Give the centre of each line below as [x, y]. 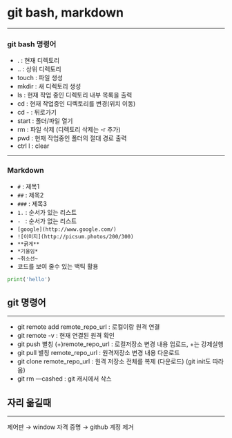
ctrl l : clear [33, 146]
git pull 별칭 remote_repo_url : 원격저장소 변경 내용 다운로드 [98, 353]
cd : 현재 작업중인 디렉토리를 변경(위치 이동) [76, 104]
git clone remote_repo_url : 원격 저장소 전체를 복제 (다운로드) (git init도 [114, 361]
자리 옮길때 [29, 402]
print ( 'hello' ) [29, 279]
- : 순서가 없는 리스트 [47, 221]
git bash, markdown [66, 13]
